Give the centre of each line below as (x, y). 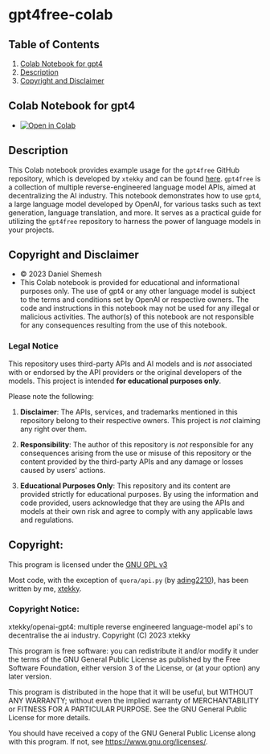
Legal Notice (33, 346)
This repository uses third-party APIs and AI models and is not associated (131, 364)
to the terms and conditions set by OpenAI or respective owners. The (134, 300)
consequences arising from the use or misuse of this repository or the (135, 453)
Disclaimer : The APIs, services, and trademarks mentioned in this (129, 412)
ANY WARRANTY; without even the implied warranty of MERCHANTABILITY (134, 700)
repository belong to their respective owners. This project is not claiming (140, 420)
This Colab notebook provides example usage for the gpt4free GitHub (124, 169)
